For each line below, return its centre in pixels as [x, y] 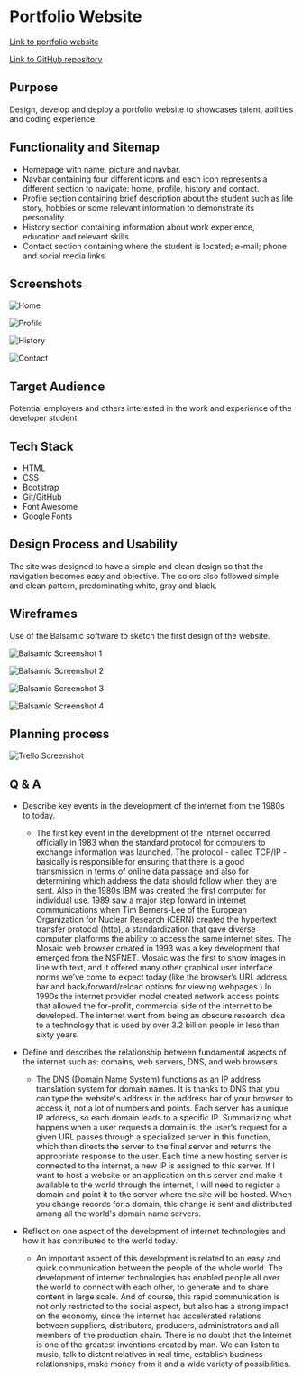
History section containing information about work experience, [138, 227]
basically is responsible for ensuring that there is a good [140, 862]
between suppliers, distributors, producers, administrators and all [157, 1326]
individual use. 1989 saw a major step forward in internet [141, 900]
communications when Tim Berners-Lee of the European [142, 910]
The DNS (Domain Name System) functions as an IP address [148, 1079]
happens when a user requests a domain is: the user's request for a [161, 1128]
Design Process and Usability [94, 544]
